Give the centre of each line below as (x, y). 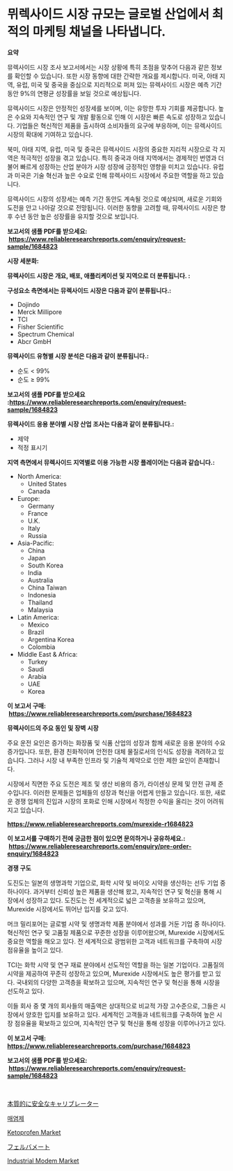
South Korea (46, 565)
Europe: (29, 498)
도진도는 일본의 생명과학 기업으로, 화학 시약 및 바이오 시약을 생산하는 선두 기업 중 (116, 883)
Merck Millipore (40, 312)
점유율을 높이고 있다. (35, 950)
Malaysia (40, 610)
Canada (39, 491)
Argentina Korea (51, 639)
